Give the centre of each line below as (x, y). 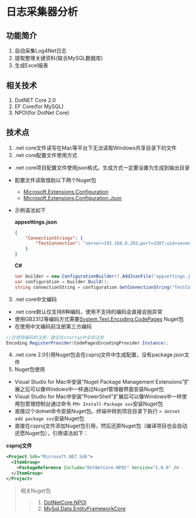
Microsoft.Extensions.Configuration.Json (72, 198)
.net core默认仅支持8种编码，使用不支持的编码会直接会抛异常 (88, 312)
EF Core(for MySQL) (39, 106)
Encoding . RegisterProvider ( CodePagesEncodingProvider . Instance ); (87, 343)
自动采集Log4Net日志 (41, 51)
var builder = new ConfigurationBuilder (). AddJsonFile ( (84, 276)
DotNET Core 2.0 (35, 100)
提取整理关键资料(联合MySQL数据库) (59, 58)
